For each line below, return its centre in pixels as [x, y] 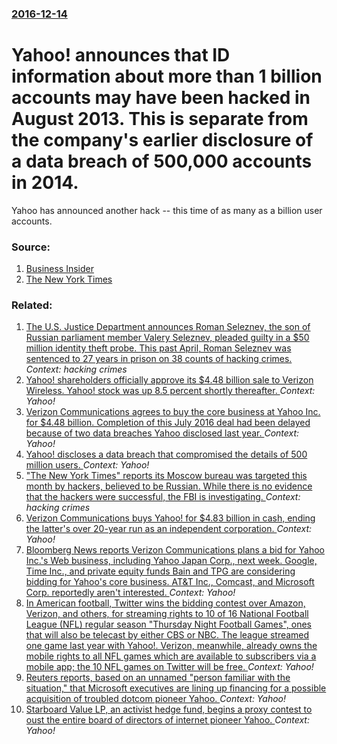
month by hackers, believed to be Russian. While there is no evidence [169, 486]
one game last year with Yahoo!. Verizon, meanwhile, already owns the [171, 646]
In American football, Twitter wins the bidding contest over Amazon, [165, 603]
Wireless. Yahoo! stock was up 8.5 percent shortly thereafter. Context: [170, 391]
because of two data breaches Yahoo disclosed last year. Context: [162, 433]
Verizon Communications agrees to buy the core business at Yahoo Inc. [173, 412]
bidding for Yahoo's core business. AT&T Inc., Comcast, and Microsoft [170, 582]
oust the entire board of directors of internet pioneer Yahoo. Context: [167, 720]
